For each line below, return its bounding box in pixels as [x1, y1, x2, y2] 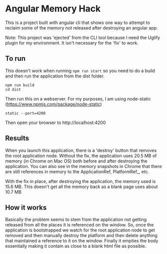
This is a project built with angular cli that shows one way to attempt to [5, 19, 151, 25]
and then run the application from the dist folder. [5, 73, 105, 79]
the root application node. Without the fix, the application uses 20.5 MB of [5, 152, 157, 158]
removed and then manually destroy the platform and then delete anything [5, 232, 158, 238]
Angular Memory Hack [5, 3, 101, 14]
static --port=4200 [5, 110, 46, 115]
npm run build [5, 82, 35, 87]
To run [5, 54, 26, 63]
